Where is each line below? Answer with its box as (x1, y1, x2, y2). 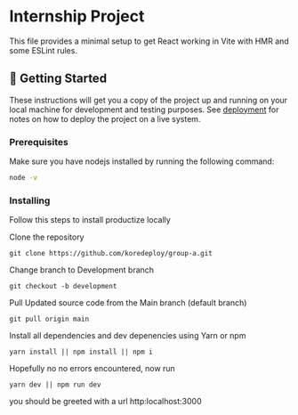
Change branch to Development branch (9, 264, 154, 275)
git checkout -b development (9, 282, 117, 291)
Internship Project (9, 6, 145, 27)
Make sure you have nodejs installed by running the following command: (9, 156, 275, 167)
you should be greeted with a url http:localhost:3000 (9, 396, 202, 407)
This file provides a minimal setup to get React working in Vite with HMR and (9, 36, 289, 46)
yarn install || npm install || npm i (9, 347, 153, 357)
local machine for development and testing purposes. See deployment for (9, 104, 279, 115)
